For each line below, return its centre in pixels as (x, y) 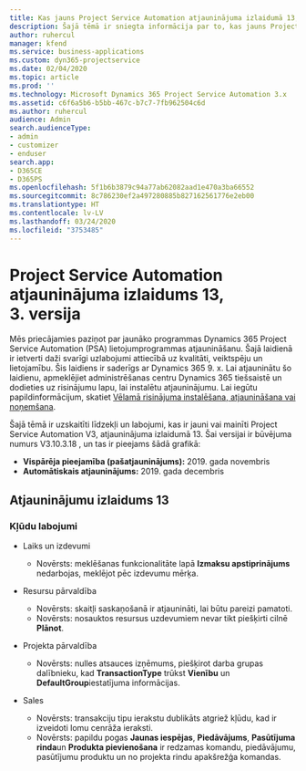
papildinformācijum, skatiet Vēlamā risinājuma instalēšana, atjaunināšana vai (153, 397)
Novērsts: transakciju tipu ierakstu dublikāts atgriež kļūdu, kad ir (157, 718)
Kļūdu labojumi (44, 526)
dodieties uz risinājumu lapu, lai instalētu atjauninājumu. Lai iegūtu (133, 388)
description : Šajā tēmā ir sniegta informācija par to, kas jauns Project (154, 26)
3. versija (45, 313)
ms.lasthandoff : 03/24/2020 (63, 221)
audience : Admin (40, 120)
